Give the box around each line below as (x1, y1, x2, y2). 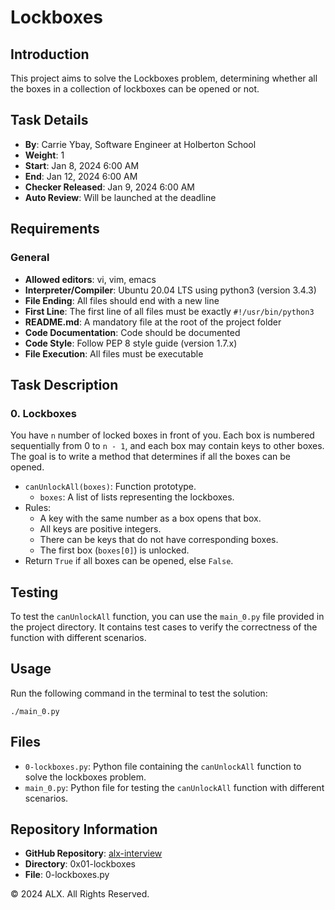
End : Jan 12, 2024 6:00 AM (24, 170, 138, 182)
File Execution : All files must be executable (24, 347, 204, 360)
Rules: (24, 502, 52, 514)
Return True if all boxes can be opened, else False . (24, 555, 234, 567)
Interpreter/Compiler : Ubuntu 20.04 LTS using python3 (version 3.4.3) (24, 284, 317, 296)
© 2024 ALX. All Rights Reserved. (10, 888, 150, 900)
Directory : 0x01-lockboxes (24, 858, 136, 870)
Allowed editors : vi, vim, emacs (24, 273, 157, 285)
